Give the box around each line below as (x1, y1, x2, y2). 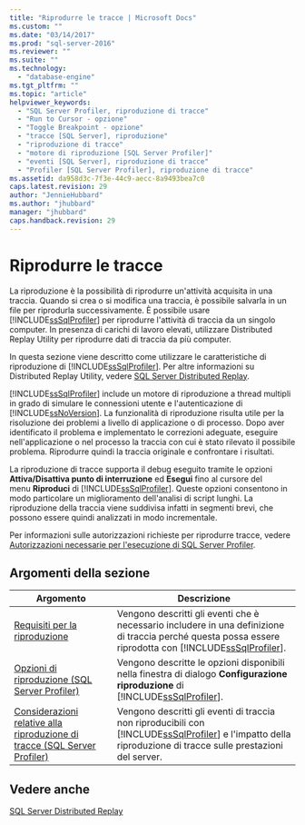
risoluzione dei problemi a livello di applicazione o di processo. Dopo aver (9, 417, 285, 428)
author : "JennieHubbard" (9, 191, 103, 200)
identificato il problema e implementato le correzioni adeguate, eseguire (9, 426, 279, 437)
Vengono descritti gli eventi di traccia (116, 705, 275, 718)
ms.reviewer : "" (9, 47, 71, 56)
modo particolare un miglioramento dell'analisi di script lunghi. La (9, 492, 254, 503)
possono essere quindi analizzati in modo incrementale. (9, 512, 218, 522)
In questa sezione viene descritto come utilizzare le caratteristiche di (9, 351, 267, 362)
